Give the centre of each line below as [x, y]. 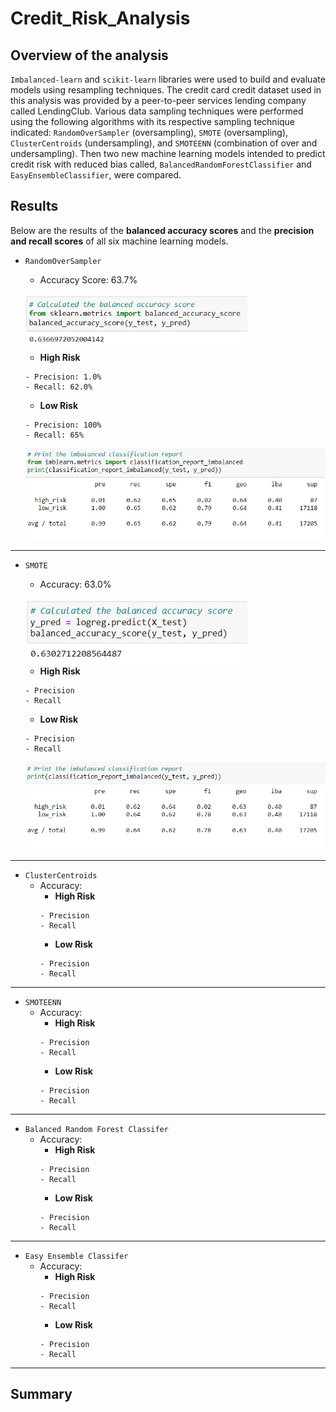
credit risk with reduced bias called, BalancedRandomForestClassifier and [161, 164]
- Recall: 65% [54, 435]
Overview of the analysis [89, 55]
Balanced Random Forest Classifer [96, 1130]
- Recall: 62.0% [58, 387]
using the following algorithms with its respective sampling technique [153, 121]
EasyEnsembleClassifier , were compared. [96, 175]
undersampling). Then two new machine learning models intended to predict [168, 153]
